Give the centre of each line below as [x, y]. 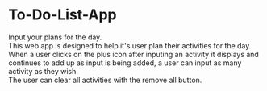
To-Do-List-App [63, 15]
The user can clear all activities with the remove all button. [105, 80]
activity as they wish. [44, 71]
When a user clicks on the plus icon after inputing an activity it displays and [134, 54]
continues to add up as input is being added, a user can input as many [125, 63]
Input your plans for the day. [55, 37]
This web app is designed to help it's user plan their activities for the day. [130, 45]
